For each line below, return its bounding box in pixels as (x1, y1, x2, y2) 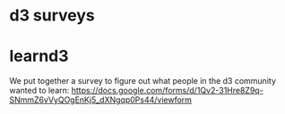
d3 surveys (9, 5, 96, 26)
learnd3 (9, 46, 69, 67)
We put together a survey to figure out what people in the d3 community (9, 76, 276, 86)
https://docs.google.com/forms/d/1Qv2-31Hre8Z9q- (71, 85, 264, 96)
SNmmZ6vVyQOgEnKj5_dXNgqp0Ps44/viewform (9, 94, 193, 105)
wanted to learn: (9, 85, 70, 96)
